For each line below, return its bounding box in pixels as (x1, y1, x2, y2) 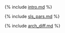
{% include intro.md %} (4, 4, 52, 10)
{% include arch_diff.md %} (4, 23, 61, 29)
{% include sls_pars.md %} (4, 14, 60, 19)
